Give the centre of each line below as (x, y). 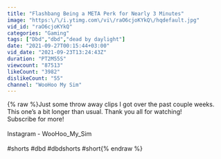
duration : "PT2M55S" (37, 59)
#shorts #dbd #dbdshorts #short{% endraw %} (75, 149)
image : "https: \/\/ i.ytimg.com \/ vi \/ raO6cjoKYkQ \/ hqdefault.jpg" (103, 20)
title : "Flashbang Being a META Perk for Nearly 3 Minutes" (96, 14)
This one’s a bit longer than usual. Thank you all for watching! (95, 112)
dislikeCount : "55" (35, 78)
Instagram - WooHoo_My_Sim (50, 134)
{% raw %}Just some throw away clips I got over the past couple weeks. (111, 104)
